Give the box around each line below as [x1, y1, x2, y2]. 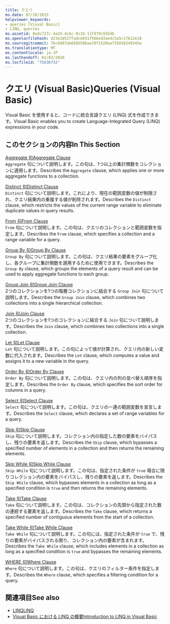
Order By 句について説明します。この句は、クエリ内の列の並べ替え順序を [5, 375, 158, 381]
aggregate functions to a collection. [5, 173, 80, 179]
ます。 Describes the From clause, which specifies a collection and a [14, 231, 155, 237]
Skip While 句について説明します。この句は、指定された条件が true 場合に [5, 467, 161, 473]
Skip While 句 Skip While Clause [5, 461, 71, 467]
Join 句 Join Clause [5, 311, 45, 316]
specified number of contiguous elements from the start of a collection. [5, 514, 155, 520]
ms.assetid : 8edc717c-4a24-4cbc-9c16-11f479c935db [5, 31, 115, 36]
